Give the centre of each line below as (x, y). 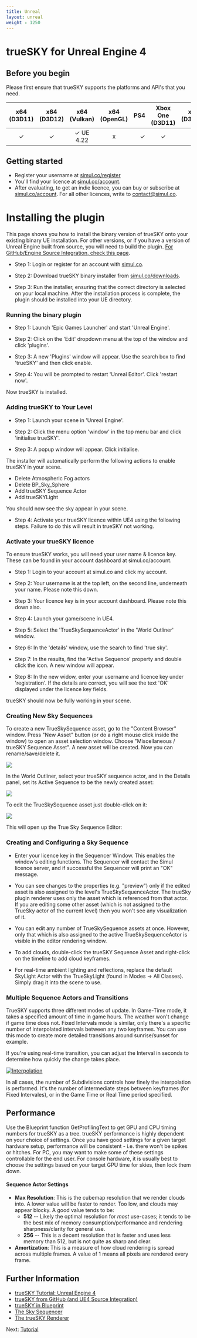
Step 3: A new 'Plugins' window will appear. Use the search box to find (100, 357)
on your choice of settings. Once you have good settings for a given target (96, 1140)
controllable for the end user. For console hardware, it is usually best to (92, 1158)
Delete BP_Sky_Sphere (42, 484)
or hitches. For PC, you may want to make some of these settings (85, 1152)
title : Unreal (23, 11)
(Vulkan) (82, 119)
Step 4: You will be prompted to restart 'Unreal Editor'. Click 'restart (96, 374)
